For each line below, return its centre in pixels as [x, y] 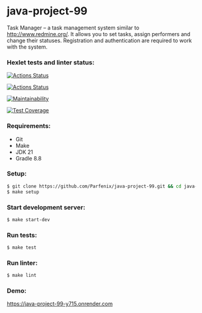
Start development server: [46, 207]
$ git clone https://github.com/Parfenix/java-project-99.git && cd [94, 186]
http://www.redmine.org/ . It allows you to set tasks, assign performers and [99, 34]
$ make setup [23, 192]
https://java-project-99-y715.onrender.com [60, 304]
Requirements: [29, 126]
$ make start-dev [28, 220]
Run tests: [22, 235]
